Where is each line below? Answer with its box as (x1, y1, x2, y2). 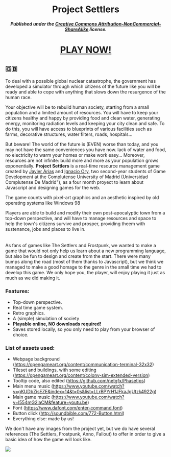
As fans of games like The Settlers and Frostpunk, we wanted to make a (5, 242, 157, 248)
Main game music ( (12, 394, 54, 400)
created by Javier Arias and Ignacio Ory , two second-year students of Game (5, 168, 166, 174)
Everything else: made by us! (12, 416, 74, 422)
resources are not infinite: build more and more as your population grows (5, 157, 159, 163)
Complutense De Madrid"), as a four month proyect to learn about (5, 179, 144, 185)
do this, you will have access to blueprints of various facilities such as (5, 126, 152, 132)
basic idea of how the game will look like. (5, 437, 92, 443)
